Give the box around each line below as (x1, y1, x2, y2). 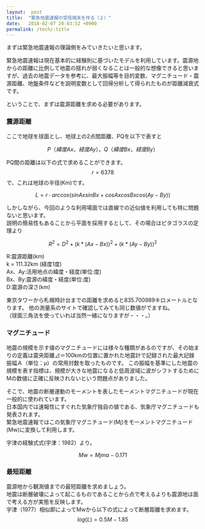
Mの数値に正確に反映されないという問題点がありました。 (6, 374, 151, 382)
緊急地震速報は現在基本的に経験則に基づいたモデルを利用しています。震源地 (6, 56, 199, 64)
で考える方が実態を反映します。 (6, 498, 87, 505)
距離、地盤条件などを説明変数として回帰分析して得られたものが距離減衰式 (11, 80, 199, 87)
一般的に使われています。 (6, 395, 70, 403)
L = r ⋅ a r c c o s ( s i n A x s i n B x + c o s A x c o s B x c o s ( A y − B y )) (35, 191, 171, 198)
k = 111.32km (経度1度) (6, 260, 62, 268)
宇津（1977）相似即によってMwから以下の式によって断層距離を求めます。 (6, 506, 192, 513)
